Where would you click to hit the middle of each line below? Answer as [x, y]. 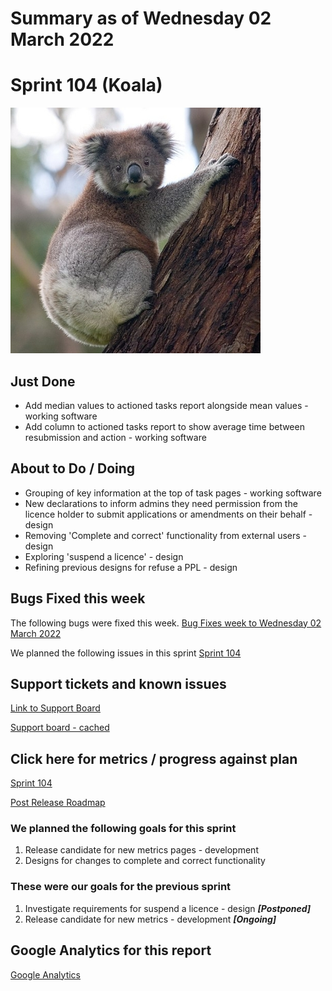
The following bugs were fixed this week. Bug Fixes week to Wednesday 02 [166, 623]
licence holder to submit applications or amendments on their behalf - [168, 514]
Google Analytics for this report [111, 950]
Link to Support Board [55, 708]
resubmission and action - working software [115, 437]
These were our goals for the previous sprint [121, 887]
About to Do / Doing [73, 468]
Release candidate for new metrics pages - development [141, 850]
